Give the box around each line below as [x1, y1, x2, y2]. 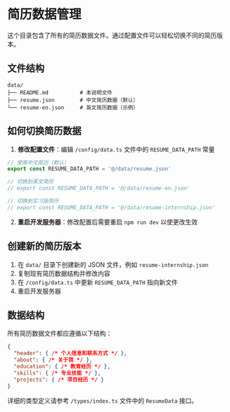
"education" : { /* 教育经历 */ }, [13, 363, 110, 370]
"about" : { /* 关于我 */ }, [13, 356, 93, 363]
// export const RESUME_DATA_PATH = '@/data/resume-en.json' [7, 185, 191, 192]
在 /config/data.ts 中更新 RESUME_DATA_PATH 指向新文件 [17, 277, 178, 286]
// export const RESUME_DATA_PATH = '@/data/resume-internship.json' [7, 204, 216, 211]
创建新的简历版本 [7, 240, 82, 252]
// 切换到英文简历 [7, 178, 54, 185]
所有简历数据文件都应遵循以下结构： [7, 329, 113, 338]
